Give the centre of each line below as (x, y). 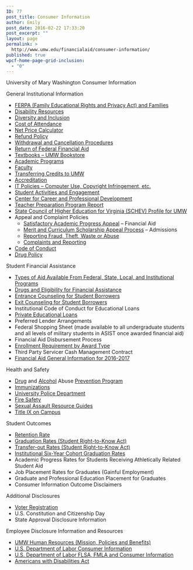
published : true (26, 55)
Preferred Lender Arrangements (53, 321)
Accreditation (31, 180)
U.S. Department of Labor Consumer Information (73, 549)
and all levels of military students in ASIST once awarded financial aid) (99, 333)
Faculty (24, 168)
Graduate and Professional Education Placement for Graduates (90, 479)
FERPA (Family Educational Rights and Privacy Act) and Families (92, 105)
